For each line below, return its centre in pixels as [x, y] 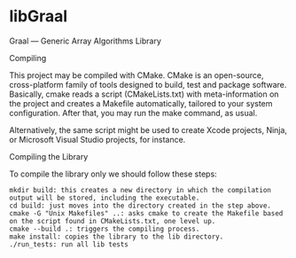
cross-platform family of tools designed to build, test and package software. [148, 84]
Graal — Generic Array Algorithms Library [86, 41]
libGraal [39, 16]
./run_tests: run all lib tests [69, 244]
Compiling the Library [49, 156]
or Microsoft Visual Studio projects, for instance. [97, 139]
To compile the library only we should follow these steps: [113, 174]
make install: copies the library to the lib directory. [117, 237]
